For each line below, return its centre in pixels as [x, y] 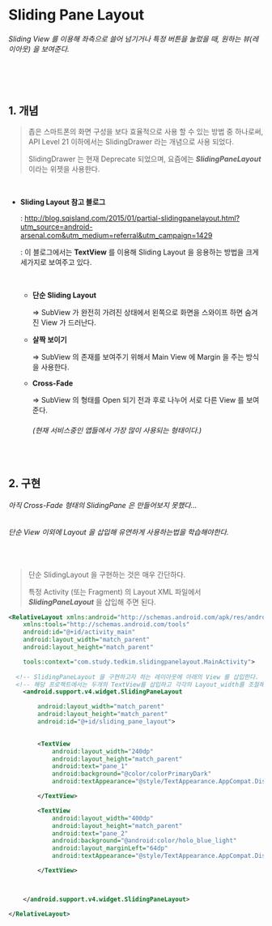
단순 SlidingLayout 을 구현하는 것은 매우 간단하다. [107, 574]
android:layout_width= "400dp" [102, 818]
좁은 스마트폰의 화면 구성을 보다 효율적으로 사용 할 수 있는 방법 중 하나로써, [146, 132]
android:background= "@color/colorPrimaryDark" [132, 774]
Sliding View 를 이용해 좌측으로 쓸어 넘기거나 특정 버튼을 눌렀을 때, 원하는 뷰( [130, 39]
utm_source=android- [56, 227]
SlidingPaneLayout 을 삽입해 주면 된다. [92, 602]
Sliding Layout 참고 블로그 [63, 202]
